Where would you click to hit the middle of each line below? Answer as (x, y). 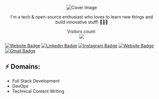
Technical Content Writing (38, 91)
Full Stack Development (36, 81)
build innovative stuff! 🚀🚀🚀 (82, 22)
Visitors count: (82, 31)
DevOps (20, 86)
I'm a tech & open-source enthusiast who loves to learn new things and (82, 17)
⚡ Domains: (23, 67)
